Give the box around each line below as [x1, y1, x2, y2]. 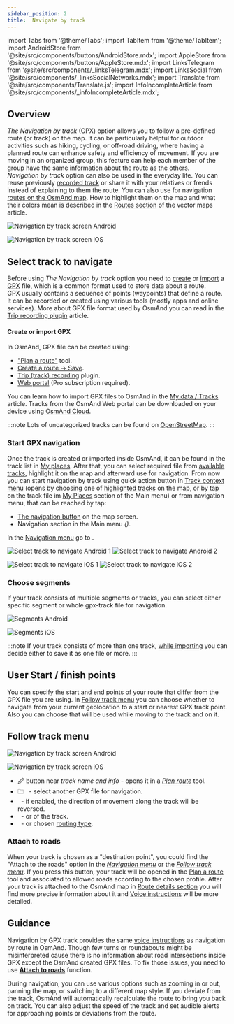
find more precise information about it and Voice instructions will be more [7, 889, 219, 898]
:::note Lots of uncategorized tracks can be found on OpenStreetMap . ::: [7, 421, 215, 429]
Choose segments [7, 577, 71, 587]
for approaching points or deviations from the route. [7, 1009, 156, 1017]
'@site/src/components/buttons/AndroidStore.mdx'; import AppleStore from [7, 50, 226, 59]
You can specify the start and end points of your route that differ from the [7, 688, 219, 696]
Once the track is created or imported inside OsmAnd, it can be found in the [7, 454, 226, 462]
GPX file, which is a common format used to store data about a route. [7, 282, 206, 290]
